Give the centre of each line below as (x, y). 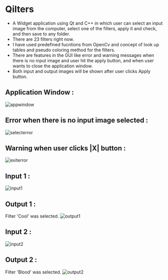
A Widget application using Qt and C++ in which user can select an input (88, 23)
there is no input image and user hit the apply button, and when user (83, 60)
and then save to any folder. (41, 34)
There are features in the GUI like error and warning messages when (83, 55)
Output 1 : (21, 204)
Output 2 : (21, 260)
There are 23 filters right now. (43, 39)
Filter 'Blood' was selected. (33, 272)
